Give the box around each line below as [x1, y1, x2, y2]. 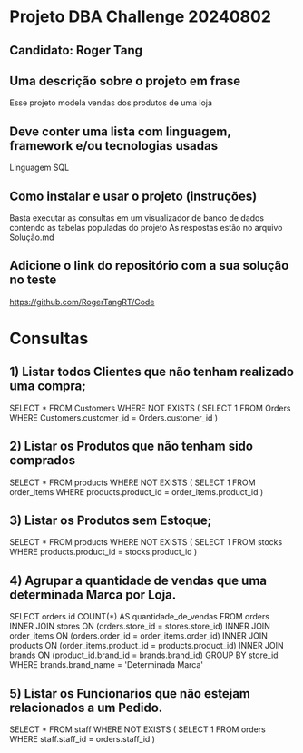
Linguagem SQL [9, 162, 70, 173]
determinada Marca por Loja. [9, 587, 177, 602]
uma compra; [9, 379, 86, 394]
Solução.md [9, 232, 54, 243]
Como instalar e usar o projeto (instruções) [9, 188, 258, 203]
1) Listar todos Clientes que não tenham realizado [9, 364, 295, 380]
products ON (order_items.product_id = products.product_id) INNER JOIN [9, 640, 284, 651]
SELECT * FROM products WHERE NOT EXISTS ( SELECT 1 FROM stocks [9, 537, 283, 548]
